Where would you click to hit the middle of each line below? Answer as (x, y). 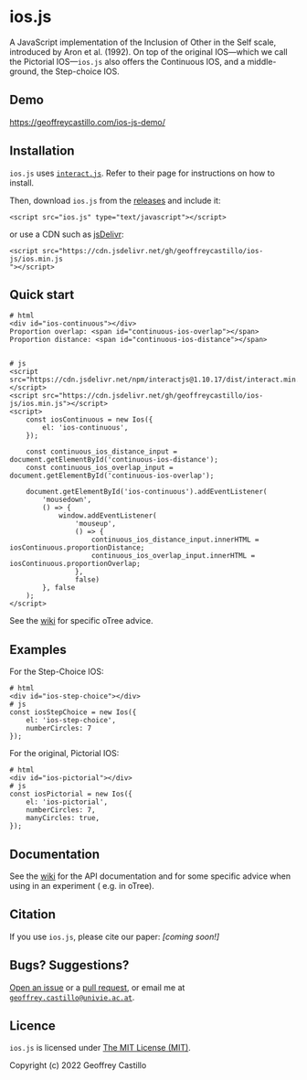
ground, (24, 71)
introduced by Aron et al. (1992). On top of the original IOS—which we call (148, 51)
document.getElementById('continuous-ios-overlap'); (112, 476)
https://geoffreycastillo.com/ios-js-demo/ (88, 122)
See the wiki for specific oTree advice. (81, 621)
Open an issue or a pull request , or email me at (97, 987)
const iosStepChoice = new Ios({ (73, 712)
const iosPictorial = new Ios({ (71, 794)
